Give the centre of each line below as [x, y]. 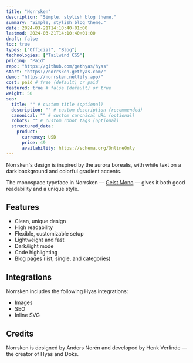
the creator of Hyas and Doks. [43, 354]
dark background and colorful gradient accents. [64, 171]
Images [23, 302]
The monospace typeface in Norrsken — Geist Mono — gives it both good [96, 182]
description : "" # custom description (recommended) [77, 110]
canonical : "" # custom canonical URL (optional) [73, 115]
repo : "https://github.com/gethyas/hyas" [57, 66]
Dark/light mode [34, 246]
